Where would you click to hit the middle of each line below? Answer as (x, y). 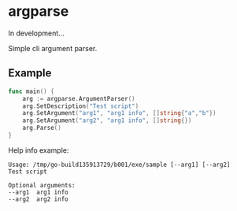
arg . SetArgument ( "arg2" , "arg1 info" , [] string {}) (107, 120)
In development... (36, 33)
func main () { (31, 91)
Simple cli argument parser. (53, 48)
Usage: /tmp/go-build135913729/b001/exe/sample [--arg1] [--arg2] (119, 165)
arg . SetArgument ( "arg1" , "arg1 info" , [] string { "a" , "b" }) (119, 113)
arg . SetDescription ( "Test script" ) (81, 106)
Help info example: (39, 150)
